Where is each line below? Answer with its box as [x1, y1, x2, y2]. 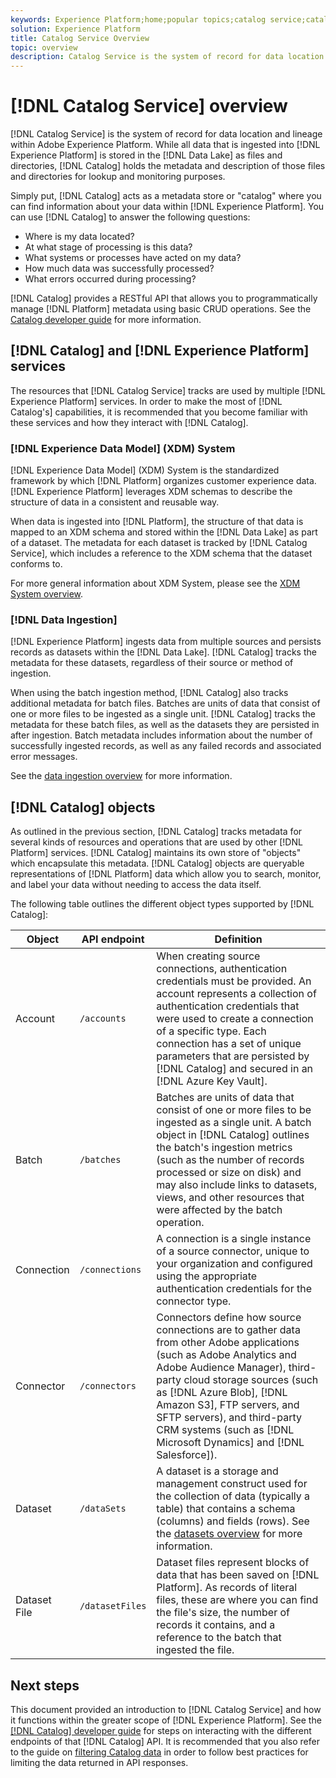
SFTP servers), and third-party [156, 1411, 303, 1425]
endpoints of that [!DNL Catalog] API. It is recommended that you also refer [10, 1736, 320, 1748]
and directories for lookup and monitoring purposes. [10, 171, 226, 183]
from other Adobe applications [156, 1336, 300, 1350]
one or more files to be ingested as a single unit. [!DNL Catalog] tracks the [10, 708, 316, 720]
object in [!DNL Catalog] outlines [156, 1128, 310, 1142]
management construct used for [156, 1477, 308, 1491]
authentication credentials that [156, 999, 300, 1013]
